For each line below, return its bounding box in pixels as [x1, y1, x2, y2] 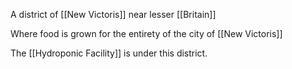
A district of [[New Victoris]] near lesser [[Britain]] [10, 9, 217, 20]
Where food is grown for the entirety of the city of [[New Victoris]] [10, 28, 283, 39]
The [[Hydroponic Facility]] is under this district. [10, 47, 208, 59]
